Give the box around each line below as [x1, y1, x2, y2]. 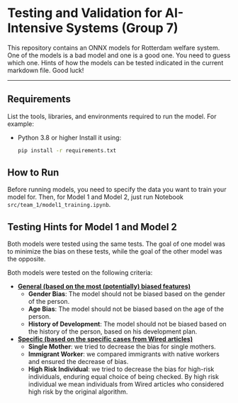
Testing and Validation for [7, 5, 163, 21]
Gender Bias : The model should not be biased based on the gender [28, 290, 225, 298]
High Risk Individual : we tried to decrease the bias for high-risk [28, 365, 215, 373]
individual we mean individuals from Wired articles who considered [28, 380, 225, 389]
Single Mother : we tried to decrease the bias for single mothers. [28, 342, 216, 351]
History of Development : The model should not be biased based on [28, 320, 227, 329]
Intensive [7, 20, 64, 36]
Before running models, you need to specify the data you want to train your [7, 186, 227, 194]
